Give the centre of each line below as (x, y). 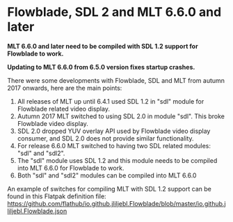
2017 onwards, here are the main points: (65, 88)
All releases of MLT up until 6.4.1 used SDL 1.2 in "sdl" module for (111, 101)
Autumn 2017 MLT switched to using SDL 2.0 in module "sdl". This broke (121, 116)
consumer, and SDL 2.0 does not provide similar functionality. (105, 138)
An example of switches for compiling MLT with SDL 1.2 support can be (110, 189)
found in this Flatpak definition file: (57, 196)
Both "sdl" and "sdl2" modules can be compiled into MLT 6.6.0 (107, 175)
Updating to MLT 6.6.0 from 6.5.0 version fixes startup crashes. (101, 67)
